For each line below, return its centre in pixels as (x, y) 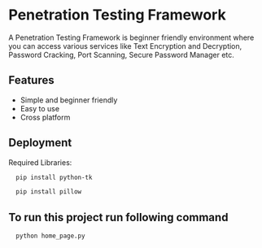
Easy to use (39, 108)
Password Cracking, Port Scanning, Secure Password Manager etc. (121, 54)
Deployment (40, 143)
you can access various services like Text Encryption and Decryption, (125, 46)
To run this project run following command (118, 217)
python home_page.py (50, 236)
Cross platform (45, 117)
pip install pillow (49, 192)
